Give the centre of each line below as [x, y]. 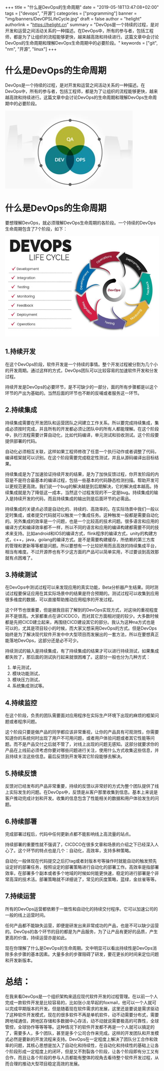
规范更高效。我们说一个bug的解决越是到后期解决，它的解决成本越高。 [84, 486]
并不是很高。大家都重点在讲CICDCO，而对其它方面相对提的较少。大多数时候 [82, 616]
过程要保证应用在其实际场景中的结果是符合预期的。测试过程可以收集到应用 [84, 593]
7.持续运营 [20, 896]
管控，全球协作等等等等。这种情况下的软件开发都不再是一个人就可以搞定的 [80, 1027]
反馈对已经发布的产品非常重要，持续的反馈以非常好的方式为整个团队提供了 [80, 786]
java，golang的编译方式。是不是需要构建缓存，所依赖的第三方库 [91, 539]
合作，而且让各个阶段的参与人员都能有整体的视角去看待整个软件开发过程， [80, 1057]
